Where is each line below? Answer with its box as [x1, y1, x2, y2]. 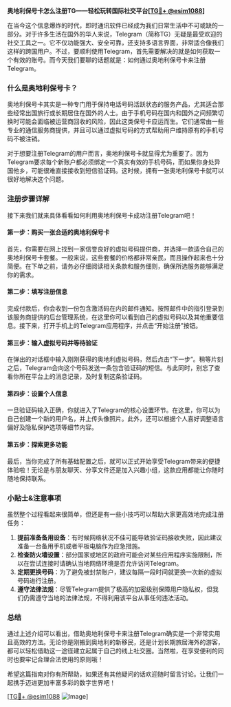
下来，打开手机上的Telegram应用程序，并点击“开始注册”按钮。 [25, 322, 201, 329]
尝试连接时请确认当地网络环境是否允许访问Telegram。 [29, 559, 183, 567]
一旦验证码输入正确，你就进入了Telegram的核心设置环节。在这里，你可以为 [7, 406, 221, 414]
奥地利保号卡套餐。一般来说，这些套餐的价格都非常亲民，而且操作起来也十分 [7, 253, 224, 261]
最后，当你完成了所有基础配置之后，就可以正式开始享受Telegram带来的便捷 [7, 457, 221, 465]
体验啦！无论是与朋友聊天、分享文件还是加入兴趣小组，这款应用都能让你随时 [7, 465, 224, 474]
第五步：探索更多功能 [7, 440, 67, 449]
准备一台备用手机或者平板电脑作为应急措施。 [16, 542, 144, 550]
